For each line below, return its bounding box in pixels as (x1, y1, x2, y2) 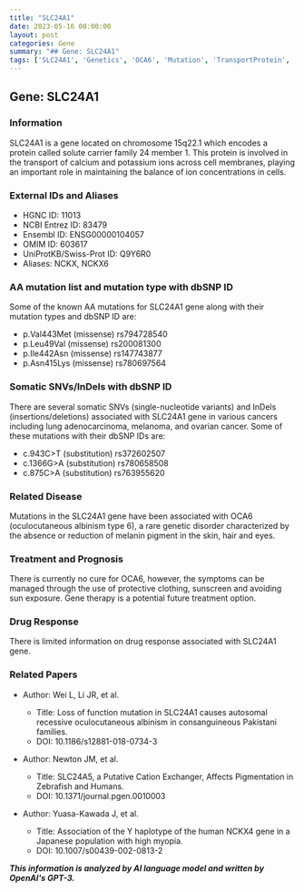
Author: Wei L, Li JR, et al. (22, 689, 120, 700)
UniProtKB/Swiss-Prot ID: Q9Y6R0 (22, 248, 152, 259)
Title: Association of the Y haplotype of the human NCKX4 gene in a (35, 826, 290, 836)
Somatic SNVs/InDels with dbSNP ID (9, 380, 172, 393)
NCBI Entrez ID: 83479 (22, 219, 108, 230)
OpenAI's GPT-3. (9, 872, 75, 883)
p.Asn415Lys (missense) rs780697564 (22, 358, 166, 369)
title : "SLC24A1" (9, 13, 75, 23)
